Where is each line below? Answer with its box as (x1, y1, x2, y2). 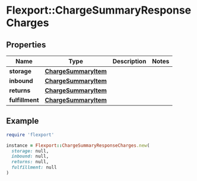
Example (6, 116, 39, 126)
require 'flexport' (6, 131, 55, 138)
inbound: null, (11, 153, 49, 160)
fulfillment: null (11, 164, 58, 170)
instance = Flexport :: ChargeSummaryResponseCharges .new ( (6, 143, 150, 148)
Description (112, 57, 147, 65)
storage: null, (11, 148, 49, 154)
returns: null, (11, 159, 49, 165)
